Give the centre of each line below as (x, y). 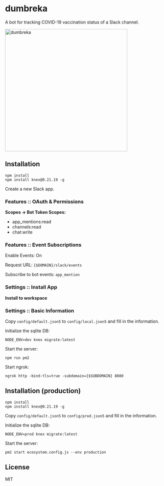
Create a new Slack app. (30, 189)
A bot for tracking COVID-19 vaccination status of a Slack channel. (72, 22)
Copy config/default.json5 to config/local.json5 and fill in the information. (82, 321)
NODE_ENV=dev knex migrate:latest (40, 340)
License (17, 467)
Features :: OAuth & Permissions (45, 202)
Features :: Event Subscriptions (43, 245)
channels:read (27, 227)
